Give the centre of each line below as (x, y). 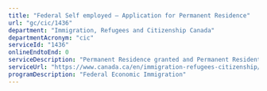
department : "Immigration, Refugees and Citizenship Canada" (112, 30)
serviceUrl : (28, 67)
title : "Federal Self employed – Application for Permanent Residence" (129, 15)
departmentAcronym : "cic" (51, 38)
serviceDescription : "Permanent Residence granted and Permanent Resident (135, 60)
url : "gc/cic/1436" (41, 23)
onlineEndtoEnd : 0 (39, 52)
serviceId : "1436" (39, 45)
